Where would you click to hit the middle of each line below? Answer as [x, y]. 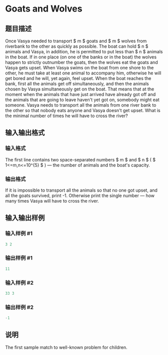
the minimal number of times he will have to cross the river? [67, 116]
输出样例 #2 [19, 307]
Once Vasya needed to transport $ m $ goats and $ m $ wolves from [76, 41]
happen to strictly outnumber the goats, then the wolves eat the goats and [82, 62]
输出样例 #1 [19, 258]
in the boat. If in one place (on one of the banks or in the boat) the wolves [81, 57]
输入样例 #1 [19, 233]
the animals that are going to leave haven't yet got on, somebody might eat [82, 100]
